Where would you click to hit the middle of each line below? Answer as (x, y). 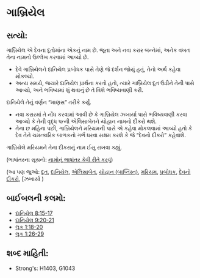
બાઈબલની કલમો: (36, 198)
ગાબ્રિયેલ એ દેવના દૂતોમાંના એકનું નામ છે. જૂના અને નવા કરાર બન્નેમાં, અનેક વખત (98, 50)
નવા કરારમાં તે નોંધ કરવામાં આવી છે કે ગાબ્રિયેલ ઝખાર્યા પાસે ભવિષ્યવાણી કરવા (101, 115)
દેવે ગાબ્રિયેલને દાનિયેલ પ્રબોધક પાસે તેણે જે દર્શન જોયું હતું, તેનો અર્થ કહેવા (98, 69)
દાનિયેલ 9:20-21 (34, 220)
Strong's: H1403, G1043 (45, 268)
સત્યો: (17, 35)
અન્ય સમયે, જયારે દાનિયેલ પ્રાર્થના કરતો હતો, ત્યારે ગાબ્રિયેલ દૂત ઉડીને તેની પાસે (105, 83)
